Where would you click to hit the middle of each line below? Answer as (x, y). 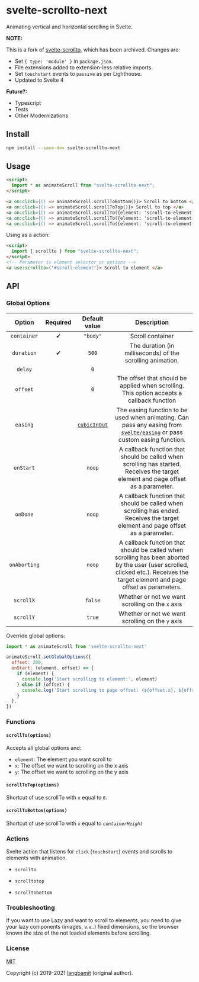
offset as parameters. (152, 587)
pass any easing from (152, 425)
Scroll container (152, 336)
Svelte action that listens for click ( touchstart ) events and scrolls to (89, 851)
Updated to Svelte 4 (39, 80)
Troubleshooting (31, 907)
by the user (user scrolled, (152, 564)
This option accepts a (152, 393)
